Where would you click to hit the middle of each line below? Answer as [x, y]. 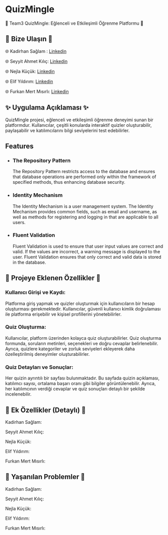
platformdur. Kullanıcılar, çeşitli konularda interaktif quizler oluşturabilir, [78, 125]
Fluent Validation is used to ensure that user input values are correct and [88, 246]
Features [19, 146]
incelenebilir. [18, 394]
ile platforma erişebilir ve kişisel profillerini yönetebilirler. [63, 314]
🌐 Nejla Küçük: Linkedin [30, 71]
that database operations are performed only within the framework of [85, 177]
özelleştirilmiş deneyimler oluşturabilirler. [48, 354]
